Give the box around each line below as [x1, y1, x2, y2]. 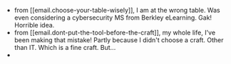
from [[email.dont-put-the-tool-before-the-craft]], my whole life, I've [14, 28, 216, 37]
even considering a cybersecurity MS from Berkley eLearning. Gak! [14, 13, 212, 22]
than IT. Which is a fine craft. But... [14, 44, 116, 51]
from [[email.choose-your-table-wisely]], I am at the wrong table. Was [14, 6, 220, 14]
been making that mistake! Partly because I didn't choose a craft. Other [14, 36, 224, 44]
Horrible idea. [14, 21, 55, 29]
